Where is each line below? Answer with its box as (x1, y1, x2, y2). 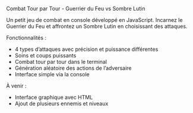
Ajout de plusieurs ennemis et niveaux (14, 100, 109, 107)
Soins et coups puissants (14, 52, 77, 59)
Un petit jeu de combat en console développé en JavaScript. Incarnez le (6, 17, 183, 23)
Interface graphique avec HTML (14, 94, 93, 101)
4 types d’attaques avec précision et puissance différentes (14, 46, 159, 53)
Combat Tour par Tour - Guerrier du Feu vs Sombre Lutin (6, 5, 145, 12)
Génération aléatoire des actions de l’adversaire (14, 64, 132, 72)
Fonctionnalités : (6, 34, 46, 41)
